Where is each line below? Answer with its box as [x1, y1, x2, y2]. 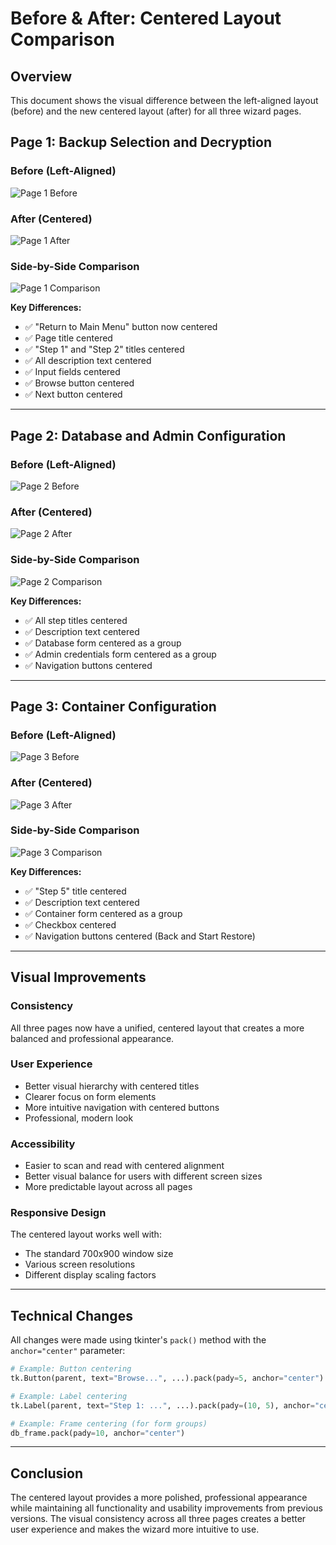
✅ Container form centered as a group [24, 907, 183, 919]
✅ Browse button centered [24, 377, 135, 389]
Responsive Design [10, 1206, 107, 1220]
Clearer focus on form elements [24, 1090, 157, 1102]
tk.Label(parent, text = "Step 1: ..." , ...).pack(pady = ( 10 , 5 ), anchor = [10, 1400, 315, 1411]
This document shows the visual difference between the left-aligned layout [10, 95, 319, 106]
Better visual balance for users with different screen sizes [24, 1170, 263, 1182]
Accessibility [10, 1137, 76, 1151]
